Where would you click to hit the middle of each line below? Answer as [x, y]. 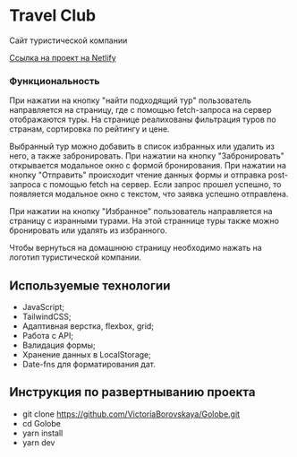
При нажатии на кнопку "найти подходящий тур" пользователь [131, 100]
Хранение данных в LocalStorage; [87, 355]
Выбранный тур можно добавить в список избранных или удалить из [142, 147]
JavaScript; [43, 307]
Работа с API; [48, 336]
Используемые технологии [90, 285]
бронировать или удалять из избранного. [88, 230]
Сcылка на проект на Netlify [63, 57]
